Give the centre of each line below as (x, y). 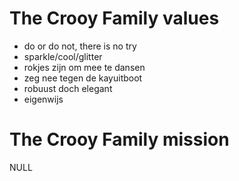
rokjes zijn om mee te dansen (84, 67)
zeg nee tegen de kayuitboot (83, 78)
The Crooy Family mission (119, 139)
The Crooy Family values (114, 18)
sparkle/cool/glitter (63, 56)
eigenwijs (43, 99)
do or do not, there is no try (80, 46)
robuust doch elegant (68, 88)
